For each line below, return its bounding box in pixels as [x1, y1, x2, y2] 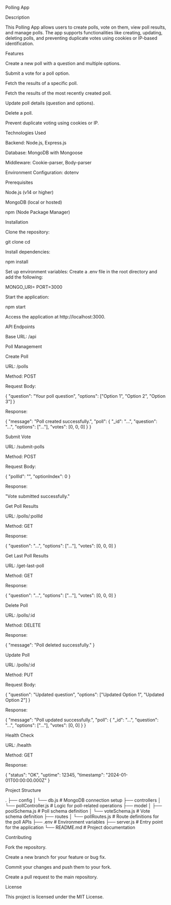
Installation [5, 219, 29, 225]
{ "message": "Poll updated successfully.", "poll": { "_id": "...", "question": [5, 717, 159, 723]
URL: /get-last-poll [5, 563, 44, 569]
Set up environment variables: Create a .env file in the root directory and [5, 269, 157, 274]
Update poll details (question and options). [5, 100, 95, 106]
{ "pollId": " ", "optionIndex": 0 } [5, 473, 71, 479]
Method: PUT [5, 672, 34, 678]
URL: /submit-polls [5, 444, 45, 449]
